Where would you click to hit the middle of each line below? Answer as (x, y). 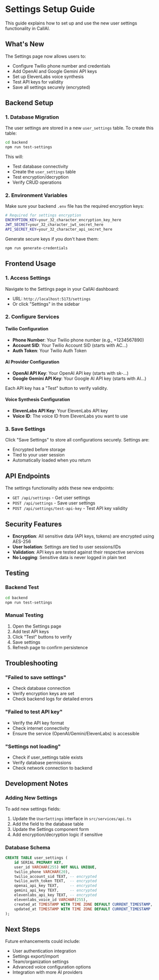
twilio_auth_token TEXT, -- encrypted (56, 881)
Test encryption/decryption (40, 177)
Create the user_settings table (44, 172)
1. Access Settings (28, 278)
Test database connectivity (40, 167)
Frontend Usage (31, 264)
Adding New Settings (31, 798)
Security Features (34, 524)
